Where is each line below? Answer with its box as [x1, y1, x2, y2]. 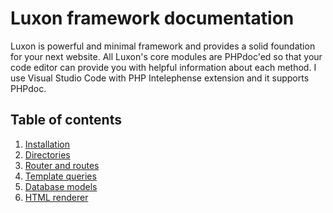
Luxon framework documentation [10, 7, 295, 30]
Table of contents [10, 112, 122, 129]
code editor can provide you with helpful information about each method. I [10, 61, 317, 73]
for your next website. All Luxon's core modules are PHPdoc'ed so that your [10, 50, 323, 62]
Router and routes [24, 159, 100, 171]
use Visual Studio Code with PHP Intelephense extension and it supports [10, 72, 310, 84]
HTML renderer [24, 191, 89, 203]
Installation [24, 138, 71, 150]
